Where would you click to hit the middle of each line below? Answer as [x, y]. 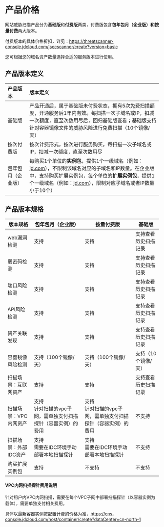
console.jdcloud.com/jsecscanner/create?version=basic [61, 47]
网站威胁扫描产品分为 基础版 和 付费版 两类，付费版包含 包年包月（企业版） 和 [80, 25]
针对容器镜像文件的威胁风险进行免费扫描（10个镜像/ [90, 128]
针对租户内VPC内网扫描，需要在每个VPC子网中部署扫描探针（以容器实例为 [80, 497]
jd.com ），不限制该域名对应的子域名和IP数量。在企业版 [92, 168]
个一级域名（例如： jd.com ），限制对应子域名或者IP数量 [92, 183]
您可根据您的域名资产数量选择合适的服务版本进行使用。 [61, 56]
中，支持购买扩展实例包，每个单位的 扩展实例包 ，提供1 [92, 176]
